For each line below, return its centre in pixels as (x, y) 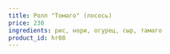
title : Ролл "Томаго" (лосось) (60, 15)
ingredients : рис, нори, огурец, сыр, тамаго (85, 30)
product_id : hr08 (37, 38)
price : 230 (26, 23)
